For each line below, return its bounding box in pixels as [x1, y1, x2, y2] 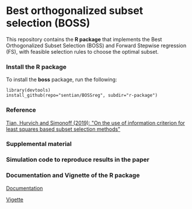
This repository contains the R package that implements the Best [6, 36, 162, 43]
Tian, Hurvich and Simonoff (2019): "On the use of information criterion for [6, 119, 186, 126]
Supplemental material [6, 140, 72, 148]
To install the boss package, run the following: [6, 76, 117, 83]
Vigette [6, 196, 23, 203]
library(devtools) [6, 88, 51, 93]
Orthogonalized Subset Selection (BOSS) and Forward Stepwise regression [6, 42, 187, 49]
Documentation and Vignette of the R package [6, 171, 140, 179]
